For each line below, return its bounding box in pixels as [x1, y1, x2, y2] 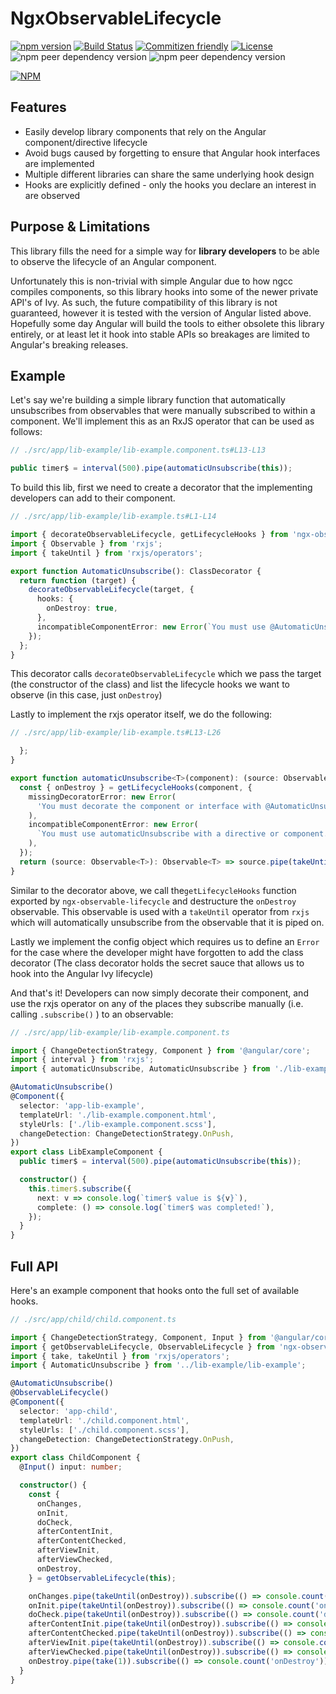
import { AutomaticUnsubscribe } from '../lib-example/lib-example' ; [10, 1360, 307, 1371]
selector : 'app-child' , [19, 1406, 118, 1416]
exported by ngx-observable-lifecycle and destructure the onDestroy [10, 895, 297, 907]
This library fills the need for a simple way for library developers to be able [10, 245, 320, 257]
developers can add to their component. [10, 492, 176, 504]
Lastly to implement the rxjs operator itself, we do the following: [10, 708, 273, 721]
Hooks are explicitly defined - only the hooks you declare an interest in [24, 178, 317, 191]
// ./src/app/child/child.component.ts [10, 1314, 177, 1324]
